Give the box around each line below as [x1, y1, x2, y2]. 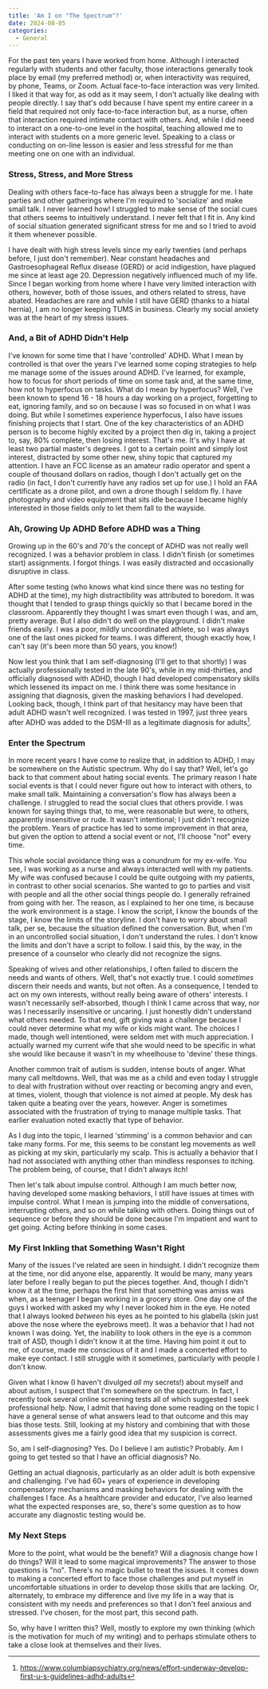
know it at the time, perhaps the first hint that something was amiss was [8, 1285, 245, 1296]
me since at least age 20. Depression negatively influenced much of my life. [8, 270, 258, 280]
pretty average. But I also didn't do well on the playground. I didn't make [8, 616, 246, 626]
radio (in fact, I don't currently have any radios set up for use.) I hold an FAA [8, 478, 258, 487]
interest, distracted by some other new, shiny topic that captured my [8, 452, 233, 462]
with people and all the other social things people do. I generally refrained [8, 890, 251, 900]
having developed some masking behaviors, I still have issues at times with [8, 1189, 254, 1199]
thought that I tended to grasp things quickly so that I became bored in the [8, 599, 253, 608]
